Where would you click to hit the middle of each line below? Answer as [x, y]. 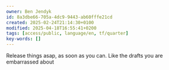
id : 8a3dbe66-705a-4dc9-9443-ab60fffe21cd [59, 17]
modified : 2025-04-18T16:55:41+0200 [51, 28]
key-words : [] [24, 39]
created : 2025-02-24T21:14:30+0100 [50, 22]
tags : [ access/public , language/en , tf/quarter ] [67, 34]
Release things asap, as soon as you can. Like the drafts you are [84, 56]
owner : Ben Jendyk [29, 11]
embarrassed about [30, 62]
